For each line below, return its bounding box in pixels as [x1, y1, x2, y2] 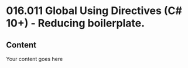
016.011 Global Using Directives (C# [6, 4, 183, 18]
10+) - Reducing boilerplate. [6, 16, 145, 30]
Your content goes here [6, 56, 63, 62]
